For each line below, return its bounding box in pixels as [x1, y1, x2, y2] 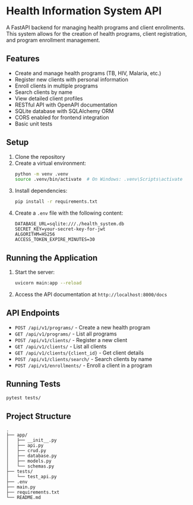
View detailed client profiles [14, 95, 83, 102]
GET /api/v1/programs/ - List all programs [14, 330, 117, 337]
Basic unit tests [14, 120, 52, 127]
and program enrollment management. [6, 36, 100, 43]
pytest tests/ [6, 394, 42, 401]
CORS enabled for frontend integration [14, 114, 109, 121]
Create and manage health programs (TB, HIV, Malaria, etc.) [14, 70, 162, 77]
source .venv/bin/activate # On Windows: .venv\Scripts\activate [14, 177, 183, 183]
